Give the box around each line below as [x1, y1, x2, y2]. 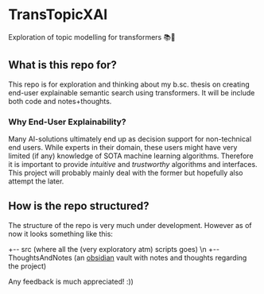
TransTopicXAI [8, 6, 108, 24]
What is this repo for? [8, 58, 118, 72]
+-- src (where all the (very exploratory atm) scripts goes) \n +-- [8, 244, 220, 253]
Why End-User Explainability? [8, 116, 126, 127]
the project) [8, 261, 47, 271]
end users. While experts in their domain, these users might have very [8, 143, 238, 153]
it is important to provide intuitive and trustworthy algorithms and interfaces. [8, 160, 258, 169]
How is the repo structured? [8, 199, 149, 213]
